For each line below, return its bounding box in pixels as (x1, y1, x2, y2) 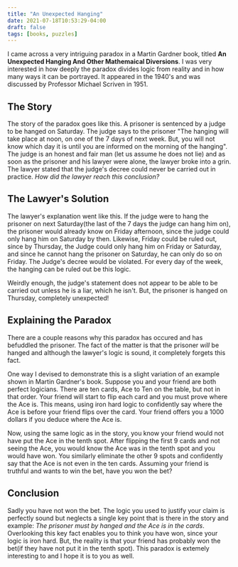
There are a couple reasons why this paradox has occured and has (7, 333, 203, 341)
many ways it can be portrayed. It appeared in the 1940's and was (7, 73, 201, 81)
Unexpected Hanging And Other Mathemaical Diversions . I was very (7, 58, 212, 66)
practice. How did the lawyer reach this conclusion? (7, 172, 160, 181)
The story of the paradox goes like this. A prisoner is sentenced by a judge (7, 120, 226, 128)
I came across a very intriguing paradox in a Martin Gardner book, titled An (7, 50, 227, 58)
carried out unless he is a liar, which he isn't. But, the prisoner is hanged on (7, 286, 228, 295)
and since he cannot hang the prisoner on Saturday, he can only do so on (7, 250, 222, 258)
